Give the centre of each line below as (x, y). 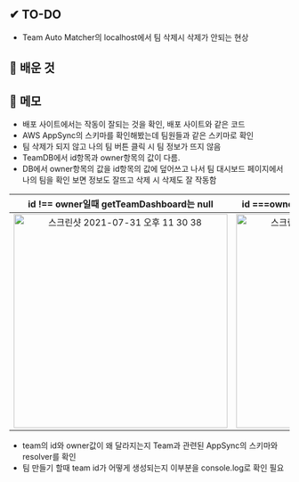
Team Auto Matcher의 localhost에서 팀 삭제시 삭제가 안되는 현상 (135, 37)
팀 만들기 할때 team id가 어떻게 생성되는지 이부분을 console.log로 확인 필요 (153, 468)
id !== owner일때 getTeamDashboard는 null (121, 204)
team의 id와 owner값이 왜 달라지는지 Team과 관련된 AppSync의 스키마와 (150, 445)
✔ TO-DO (36, 15)
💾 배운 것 (32, 68)
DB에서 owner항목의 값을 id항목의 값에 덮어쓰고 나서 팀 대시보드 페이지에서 (153, 169)
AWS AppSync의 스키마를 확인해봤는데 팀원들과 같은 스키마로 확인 (138, 135)
